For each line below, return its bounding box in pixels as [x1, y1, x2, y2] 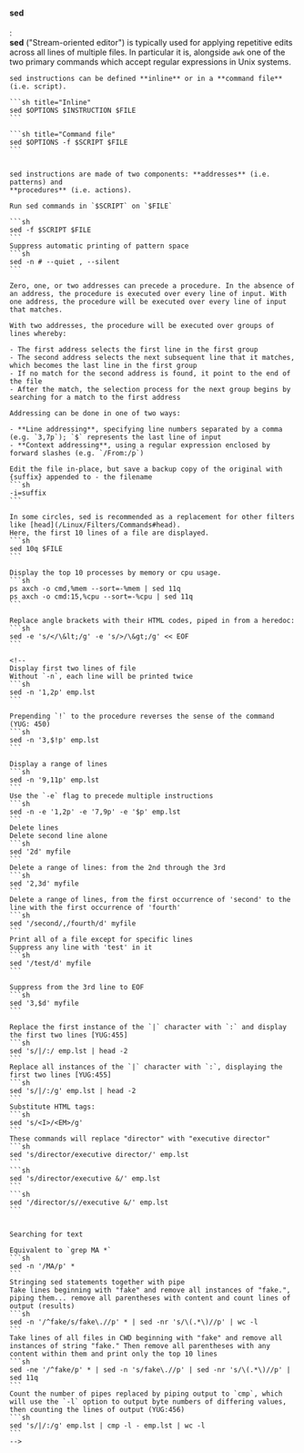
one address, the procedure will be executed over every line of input [9, 297, 287, 307]
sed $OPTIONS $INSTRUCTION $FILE [9, 106, 137, 116]
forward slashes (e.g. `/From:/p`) [9, 449, 145, 458]
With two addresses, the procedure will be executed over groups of [9, 322, 275, 331]
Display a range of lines [9, 760, 107, 769]
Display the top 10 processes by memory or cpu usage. [9, 568, 222, 578]
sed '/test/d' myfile [9, 959, 92, 968]
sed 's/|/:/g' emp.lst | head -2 [9, 1087, 137, 1096]
